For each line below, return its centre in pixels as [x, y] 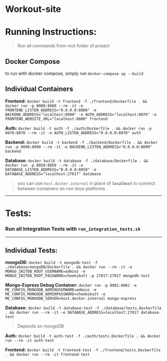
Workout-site [33, 9]
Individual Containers [39, 89]
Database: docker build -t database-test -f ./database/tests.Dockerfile [83, 308]
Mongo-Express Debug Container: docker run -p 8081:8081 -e [71, 285]
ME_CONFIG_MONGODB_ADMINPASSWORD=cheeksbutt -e [55, 294]
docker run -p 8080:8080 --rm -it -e [44, 106]
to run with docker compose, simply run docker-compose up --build [74, 73]
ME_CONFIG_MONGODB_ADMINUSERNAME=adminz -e [51, 290]
